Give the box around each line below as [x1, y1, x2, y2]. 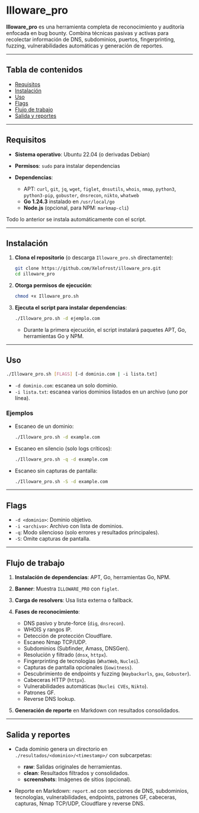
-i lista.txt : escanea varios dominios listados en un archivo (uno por [14, 388, 188, 395]
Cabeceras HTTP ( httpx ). [23, 677, 86, 684]
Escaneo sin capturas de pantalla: [14, 467, 98, 474]
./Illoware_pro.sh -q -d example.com [14, 456, 108, 462]
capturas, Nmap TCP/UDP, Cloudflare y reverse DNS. [14, 799, 145, 807]
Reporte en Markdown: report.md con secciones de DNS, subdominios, [14, 787, 189, 794]
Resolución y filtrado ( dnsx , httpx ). [23, 651, 108, 659]
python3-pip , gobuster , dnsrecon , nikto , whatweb [23, 191, 139, 199]
